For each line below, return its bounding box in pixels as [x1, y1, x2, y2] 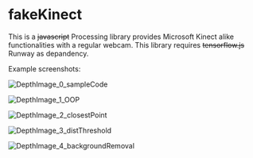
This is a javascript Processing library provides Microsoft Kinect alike [8, 32, 235, 41]
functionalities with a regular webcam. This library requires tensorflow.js [8, 40, 245, 49]
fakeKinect [8, 6, 82, 24]
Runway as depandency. [8, 48, 89, 58]
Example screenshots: [8, 64, 81, 73]
